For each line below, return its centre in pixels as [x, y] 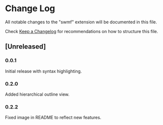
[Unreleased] [26, 47]
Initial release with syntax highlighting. [43, 71]
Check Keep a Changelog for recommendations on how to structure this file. [82, 31]
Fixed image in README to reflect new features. [53, 118]
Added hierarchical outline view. [37, 94]
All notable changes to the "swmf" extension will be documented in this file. [81, 22]
